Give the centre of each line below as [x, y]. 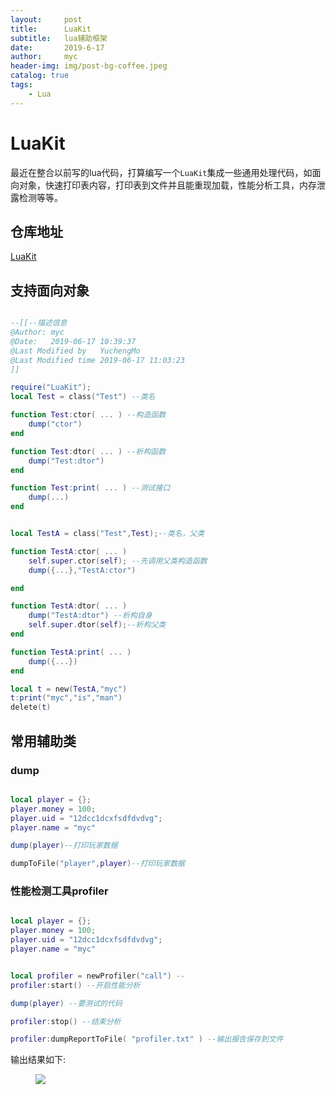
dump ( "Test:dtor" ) [66, 461]
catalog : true [40, 76]
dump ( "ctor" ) [55, 424]
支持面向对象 [50, 290]
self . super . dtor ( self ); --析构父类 [97, 625]
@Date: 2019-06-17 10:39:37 [73, 341]
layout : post [46, 19]
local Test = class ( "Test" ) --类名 [83, 397]
